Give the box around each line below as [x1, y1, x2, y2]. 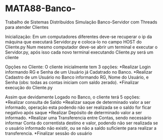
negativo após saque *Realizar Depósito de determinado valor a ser [5, 109, 142, 115]
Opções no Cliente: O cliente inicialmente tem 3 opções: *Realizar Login [5, 64, 151, 70]
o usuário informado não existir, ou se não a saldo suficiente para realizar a [5, 125, 157, 131]
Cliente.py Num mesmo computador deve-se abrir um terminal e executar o [5, 44, 158, 50]
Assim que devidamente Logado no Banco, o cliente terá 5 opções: [5, 94, 140, 100]
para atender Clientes [5, 24, 49, 30]
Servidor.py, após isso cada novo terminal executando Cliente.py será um [5, 49, 154, 55]
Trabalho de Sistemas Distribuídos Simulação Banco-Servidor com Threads [5, 19, 158, 25]
